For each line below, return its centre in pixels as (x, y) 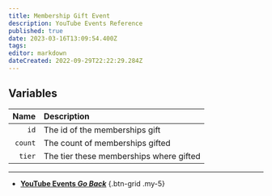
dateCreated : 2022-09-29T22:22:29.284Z (76, 61)
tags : (17, 46)
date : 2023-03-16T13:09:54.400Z (63, 38)
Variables (33, 94)
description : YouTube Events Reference (76, 23)
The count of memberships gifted (107, 143)
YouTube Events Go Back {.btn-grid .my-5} (93, 183)
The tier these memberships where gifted (122, 156)
